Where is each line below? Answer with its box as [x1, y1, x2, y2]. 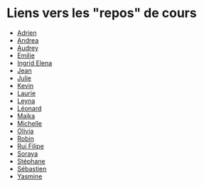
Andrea [16, 36, 39, 44]
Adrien [16, 28, 37, 37]
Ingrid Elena [16, 58, 53, 67]
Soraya [16, 149, 38, 158]
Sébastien [16, 164, 47, 173]
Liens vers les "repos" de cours [6, 5, 197, 21]
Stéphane [16, 156, 45, 165]
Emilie [16, 51, 35, 60]
